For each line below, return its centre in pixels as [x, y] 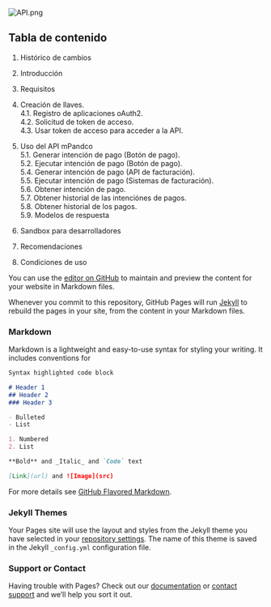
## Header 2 [28, 395]
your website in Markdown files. [61, 286]
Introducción [41, 73]
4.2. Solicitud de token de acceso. [77, 122]
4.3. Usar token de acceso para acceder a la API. [102, 130]
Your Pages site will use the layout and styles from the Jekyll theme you [128, 530]
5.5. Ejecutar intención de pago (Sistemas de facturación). [117, 180]
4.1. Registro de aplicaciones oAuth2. [81, 113]
